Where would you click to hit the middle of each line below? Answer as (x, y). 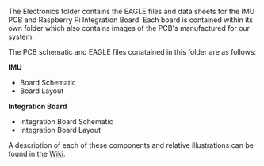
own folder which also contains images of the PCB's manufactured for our (129, 28)
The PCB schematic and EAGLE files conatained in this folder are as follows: (132, 52)
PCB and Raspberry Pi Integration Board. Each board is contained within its (131, 20)
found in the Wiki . (37, 154)
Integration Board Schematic (66, 121)
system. (21, 36)
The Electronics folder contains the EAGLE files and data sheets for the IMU (132, 11)
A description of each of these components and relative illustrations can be (131, 145)
